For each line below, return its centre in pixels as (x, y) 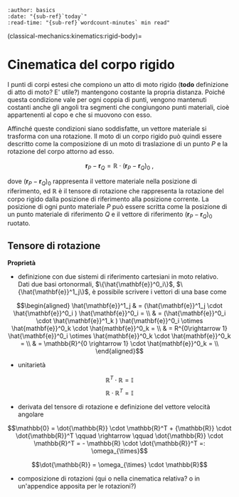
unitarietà (32, 365)
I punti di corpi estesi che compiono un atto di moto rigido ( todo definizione (118, 84)
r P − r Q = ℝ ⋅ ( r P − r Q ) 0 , (119, 166)
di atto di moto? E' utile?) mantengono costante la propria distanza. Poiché (116, 92)
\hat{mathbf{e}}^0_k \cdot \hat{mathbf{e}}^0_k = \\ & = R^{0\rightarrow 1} (119, 329)
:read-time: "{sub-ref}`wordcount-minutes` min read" (89, 23)
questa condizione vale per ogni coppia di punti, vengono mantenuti (107, 99)
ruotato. (19, 223)
